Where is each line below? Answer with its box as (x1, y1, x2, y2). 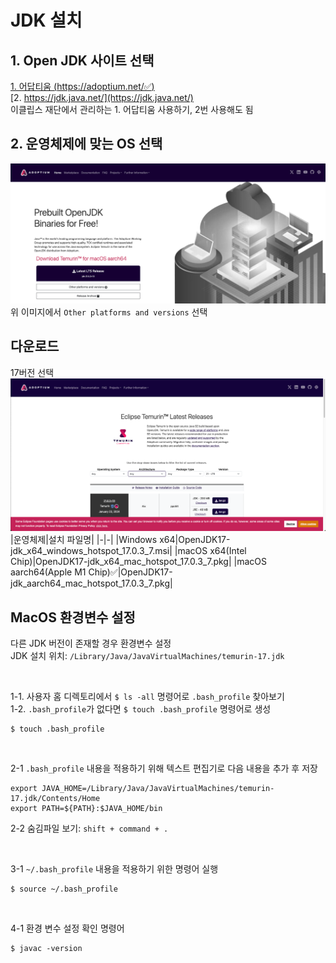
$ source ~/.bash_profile (10, 884, 118, 894)
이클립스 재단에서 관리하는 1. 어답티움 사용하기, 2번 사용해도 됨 (10, 104, 254, 115)
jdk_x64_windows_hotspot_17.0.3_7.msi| (10, 545, 173, 557)
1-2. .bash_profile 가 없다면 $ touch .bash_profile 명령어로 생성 (10, 702, 272, 715)
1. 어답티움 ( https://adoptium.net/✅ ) (10, 81, 155, 92)
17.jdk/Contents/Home (10, 793, 101, 803)
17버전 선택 (10, 366, 55, 378)
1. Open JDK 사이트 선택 (10, 52, 155, 69)
